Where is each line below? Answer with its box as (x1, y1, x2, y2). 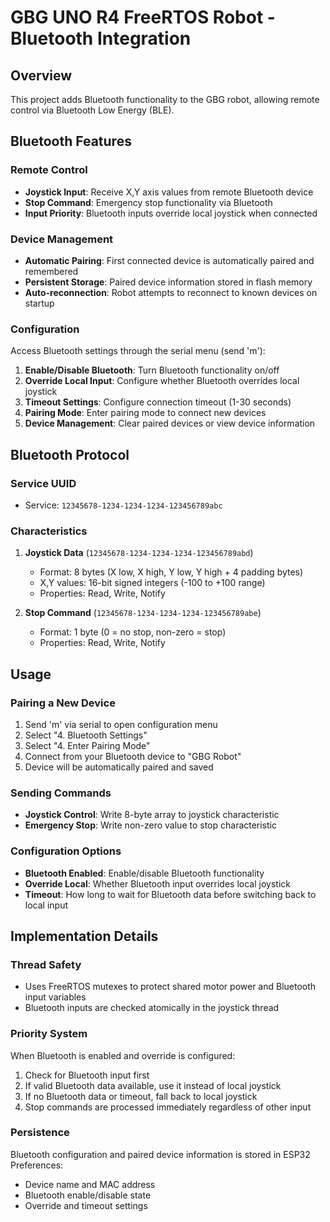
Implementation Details (10, 927, 159, 945)
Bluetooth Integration (10, 27, 192, 50)
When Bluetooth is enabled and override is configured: (10, 1049, 236, 1061)
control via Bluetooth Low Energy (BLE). (10, 104, 175, 116)
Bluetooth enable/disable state (24, 1189, 152, 1201)
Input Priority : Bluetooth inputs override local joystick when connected (24, 207, 318, 219)
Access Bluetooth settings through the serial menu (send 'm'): (10, 345, 266, 357)
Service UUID (10, 476, 77, 490)
